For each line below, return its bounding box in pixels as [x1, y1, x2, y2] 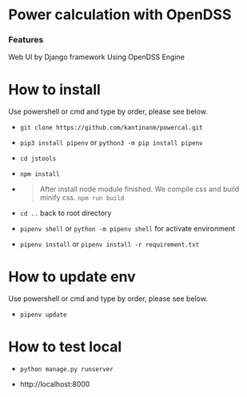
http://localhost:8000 [19, 379, 90, 389]
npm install [19, 170, 60, 178]
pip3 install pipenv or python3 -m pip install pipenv [19, 138, 203, 147]
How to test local [8, 338, 122, 355]
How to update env [8, 267, 136, 286]
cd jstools [19, 154, 57, 163]
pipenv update [19, 311, 67, 319]
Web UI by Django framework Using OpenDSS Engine [8, 52, 185, 62]
